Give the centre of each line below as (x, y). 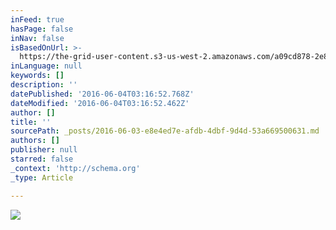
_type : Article (42, 177)
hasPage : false (42, 29)
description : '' (44, 85)
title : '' (31, 122)
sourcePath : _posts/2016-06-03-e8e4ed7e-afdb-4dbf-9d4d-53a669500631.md (165, 131)
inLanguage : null (46, 66)
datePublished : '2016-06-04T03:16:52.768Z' (102, 94)
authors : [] (35, 141)
